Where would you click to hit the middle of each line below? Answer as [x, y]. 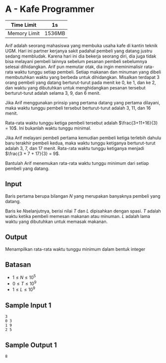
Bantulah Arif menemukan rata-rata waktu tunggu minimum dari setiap [77, 163]
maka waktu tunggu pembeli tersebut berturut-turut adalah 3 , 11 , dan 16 [78, 108]
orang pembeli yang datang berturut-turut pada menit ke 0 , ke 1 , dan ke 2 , [81, 82]
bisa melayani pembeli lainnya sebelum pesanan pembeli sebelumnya [76, 61]
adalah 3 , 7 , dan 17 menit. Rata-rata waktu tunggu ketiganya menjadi [75, 148]
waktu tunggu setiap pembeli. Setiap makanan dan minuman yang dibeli [87, 72]
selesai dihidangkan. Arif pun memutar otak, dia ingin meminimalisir [74, 67]
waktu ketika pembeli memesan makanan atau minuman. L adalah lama [78, 216]
